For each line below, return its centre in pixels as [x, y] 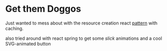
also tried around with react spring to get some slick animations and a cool [84, 38]
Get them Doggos [43, 9]
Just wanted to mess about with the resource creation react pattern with [81, 23]
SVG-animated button [28, 43]
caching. [15, 28]
